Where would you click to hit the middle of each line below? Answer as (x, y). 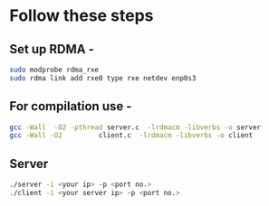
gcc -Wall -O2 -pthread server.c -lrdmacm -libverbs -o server (135, 127)
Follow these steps (82, 16)
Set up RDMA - (52, 49)
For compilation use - (71, 106)
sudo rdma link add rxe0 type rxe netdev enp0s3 (103, 78)
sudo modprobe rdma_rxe (54, 70)
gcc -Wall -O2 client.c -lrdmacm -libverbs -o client (131, 136)
